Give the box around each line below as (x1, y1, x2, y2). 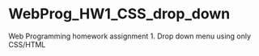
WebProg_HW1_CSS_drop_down (8, 5, 231, 23)
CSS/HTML (8, 39, 46, 49)
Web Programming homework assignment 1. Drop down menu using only (8, 31, 252, 41)
